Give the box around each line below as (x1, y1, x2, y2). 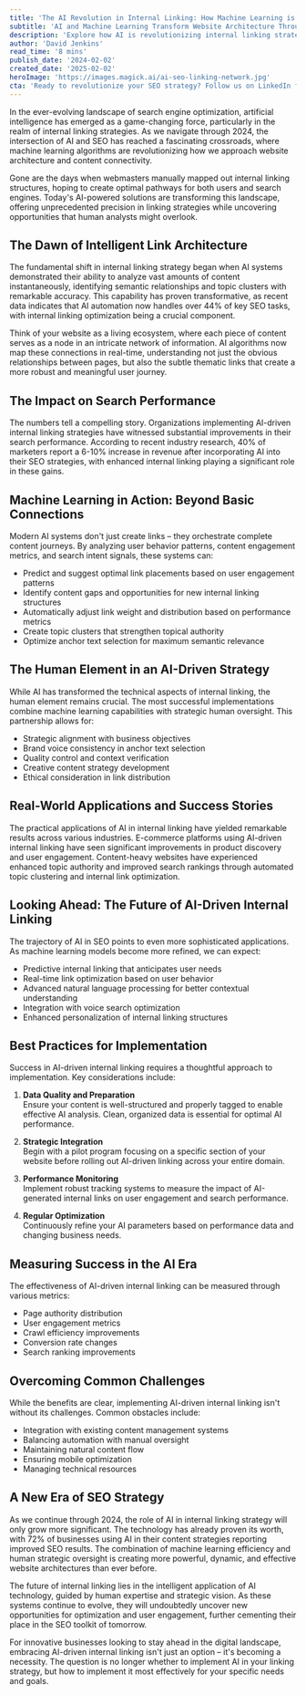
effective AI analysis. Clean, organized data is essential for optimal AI (22, 1109, 282, 1120)
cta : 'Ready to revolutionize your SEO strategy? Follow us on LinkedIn (9, 81, 291, 90)
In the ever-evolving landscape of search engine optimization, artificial (9, 106, 274, 117)
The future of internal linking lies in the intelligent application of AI (9, 1580, 257, 1591)
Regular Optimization (22, 1211, 106, 1222)
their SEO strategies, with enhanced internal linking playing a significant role (9, 456, 296, 467)
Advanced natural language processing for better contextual (22, 983, 250, 993)
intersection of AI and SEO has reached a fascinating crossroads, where (9, 135, 280, 146)
